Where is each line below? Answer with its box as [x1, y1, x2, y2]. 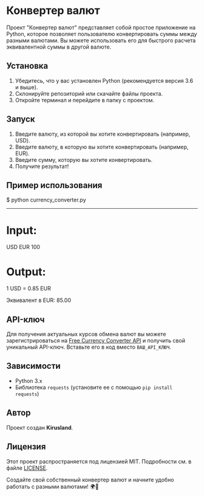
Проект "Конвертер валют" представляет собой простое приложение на [6, 24, 196, 31]
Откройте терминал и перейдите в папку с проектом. [15, 96, 155, 103]
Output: [6, 265, 46, 279]
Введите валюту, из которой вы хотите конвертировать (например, [15, 130, 191, 138]
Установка [6, 61, 49, 71]
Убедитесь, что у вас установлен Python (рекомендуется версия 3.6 [15, 77, 193, 84]
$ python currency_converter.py [6, 196, 86, 204]
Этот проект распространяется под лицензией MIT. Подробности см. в [6, 458, 192, 465]
